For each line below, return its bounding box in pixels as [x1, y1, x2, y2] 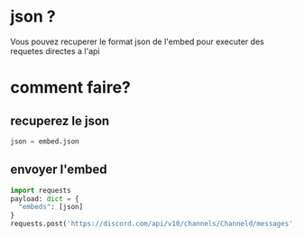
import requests [10, 186, 71, 195]
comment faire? [10, 77, 132, 98]
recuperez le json [10, 113, 110, 128]
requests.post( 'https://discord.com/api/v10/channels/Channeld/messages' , [10, 219, 298, 229]
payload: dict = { [10, 194, 79, 204]
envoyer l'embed [10, 162, 107, 178]
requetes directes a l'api [10, 45, 100, 56]
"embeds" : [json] [18, 203, 84, 212]
